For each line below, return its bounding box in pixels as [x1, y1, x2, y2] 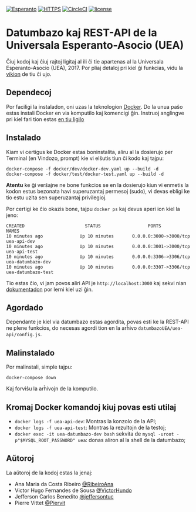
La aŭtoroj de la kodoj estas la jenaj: [6, 469, 93, 476]
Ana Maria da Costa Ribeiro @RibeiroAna [14, 480, 114, 487]
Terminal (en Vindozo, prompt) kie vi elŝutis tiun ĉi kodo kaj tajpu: [6, 155, 164, 162]
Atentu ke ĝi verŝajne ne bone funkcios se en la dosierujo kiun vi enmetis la [6, 181, 189, 188]
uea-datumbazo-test [6, 269, 54, 275]
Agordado [6, 303, 43, 313]
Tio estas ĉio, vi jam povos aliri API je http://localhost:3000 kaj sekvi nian [6, 279, 187, 286]
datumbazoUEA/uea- [138, 326, 183, 332]
